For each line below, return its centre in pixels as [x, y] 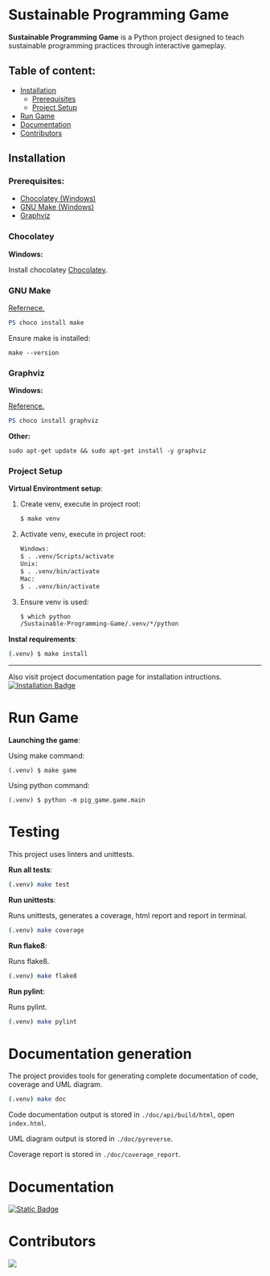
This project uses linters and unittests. [72, 854]
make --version [34, 353]
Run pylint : [27, 991]
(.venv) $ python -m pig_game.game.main [77, 800]
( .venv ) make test [39, 884]
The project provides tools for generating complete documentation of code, [133, 1076]
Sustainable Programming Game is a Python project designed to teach [127, 37]
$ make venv [40, 519]
